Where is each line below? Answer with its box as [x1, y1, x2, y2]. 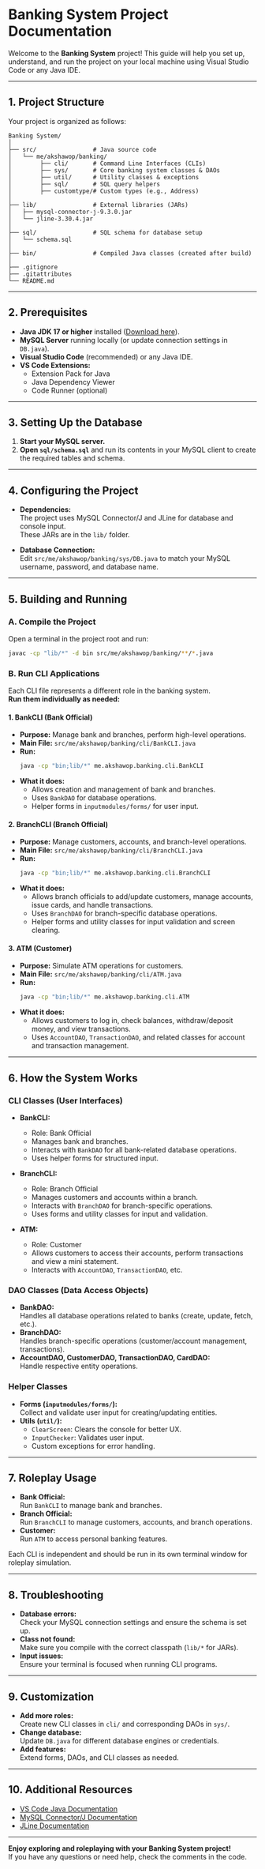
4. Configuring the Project [8, 483, 139, 497]
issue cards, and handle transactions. [31, 901, 154, 910]
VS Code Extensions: [19, 360, 91, 370]
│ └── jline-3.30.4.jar [8, 215, 93, 223]
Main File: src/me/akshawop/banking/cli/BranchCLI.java [19, 845, 203, 855]
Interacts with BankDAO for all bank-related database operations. [31, 1145, 237, 1154]
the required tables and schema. [19, 453, 125, 463]
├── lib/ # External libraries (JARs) [8, 201, 189, 209]
